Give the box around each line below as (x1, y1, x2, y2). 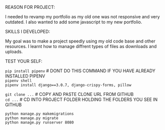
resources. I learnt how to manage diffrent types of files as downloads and (5, 43, 157, 49)
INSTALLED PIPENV (5, 73, 45, 79)
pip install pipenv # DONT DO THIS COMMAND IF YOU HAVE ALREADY (5, 68, 156, 74)
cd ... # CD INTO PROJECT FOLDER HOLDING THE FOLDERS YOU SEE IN (5, 96, 158, 102)
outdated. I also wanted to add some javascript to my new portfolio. (5, 19, 142, 25)
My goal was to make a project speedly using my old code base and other (5, 38, 156, 44)
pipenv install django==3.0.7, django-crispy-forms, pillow (5, 83, 132, 87)
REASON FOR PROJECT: (5, 4, 55, 10)
